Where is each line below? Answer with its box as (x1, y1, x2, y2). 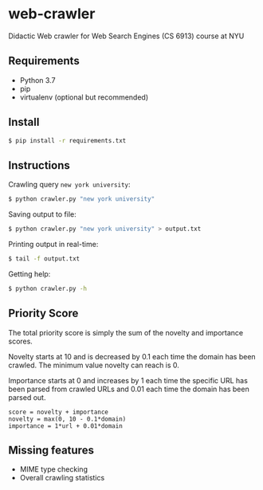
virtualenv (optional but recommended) (19, 92, 149, 102)
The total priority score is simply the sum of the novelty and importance (8, 327, 244, 337)
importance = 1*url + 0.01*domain (8, 421, 124, 430)
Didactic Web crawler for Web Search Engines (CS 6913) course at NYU (8, 31, 245, 41)
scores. (8, 336, 33, 346)
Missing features (8, 443, 94, 457)
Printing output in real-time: (8, 240, 99, 249)
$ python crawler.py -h (8, 284, 88, 292)
